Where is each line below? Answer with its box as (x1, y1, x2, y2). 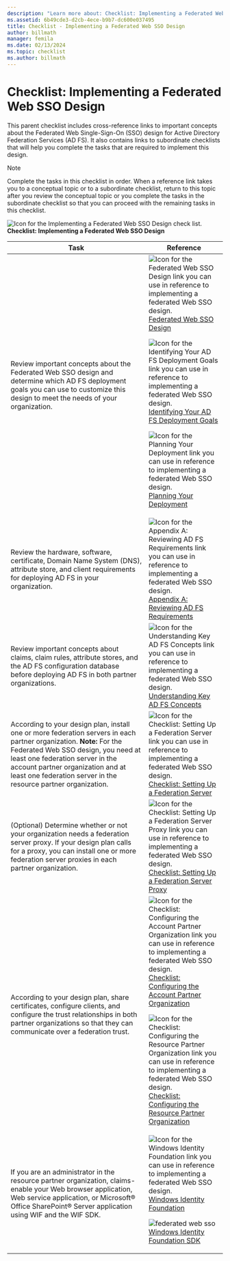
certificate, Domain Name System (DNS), (10, 555, 142, 565)
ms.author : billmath (7, 55, 66, 62)
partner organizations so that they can (10, 1018, 133, 1027)
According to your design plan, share (10, 992, 129, 1002)
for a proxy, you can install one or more (10, 846, 137, 856)
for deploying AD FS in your (10, 573, 99, 582)
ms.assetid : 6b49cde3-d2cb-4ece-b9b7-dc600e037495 (7, 16, 155, 23)
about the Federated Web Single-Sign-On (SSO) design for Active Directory (7, 128, 220, 137)
